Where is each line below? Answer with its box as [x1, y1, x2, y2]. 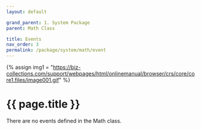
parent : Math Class [6, 25, 55, 31]
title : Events [6, 36, 42, 42]
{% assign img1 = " [6, 64, 54, 71]
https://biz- [53, 64, 81, 71]
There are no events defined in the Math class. [6, 117, 122, 124]
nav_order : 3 [6, 41, 39, 48]
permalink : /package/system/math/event [6, 47, 107, 53]
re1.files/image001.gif [6, 76, 59, 83]
